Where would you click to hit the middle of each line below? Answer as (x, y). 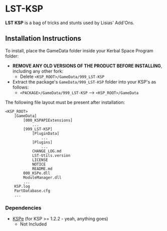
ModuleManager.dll (42, 177)
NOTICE (39, 164)
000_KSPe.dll (37, 173)
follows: (21, 87)
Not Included (33, 224)
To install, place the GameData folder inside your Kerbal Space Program (79, 50)
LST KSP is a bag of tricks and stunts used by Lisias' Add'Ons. (70, 23)
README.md (42, 169)
